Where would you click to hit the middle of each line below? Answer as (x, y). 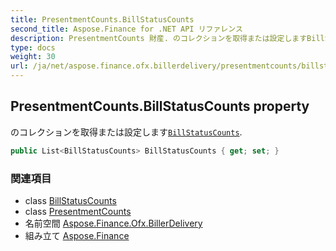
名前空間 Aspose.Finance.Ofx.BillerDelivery (113, 223)
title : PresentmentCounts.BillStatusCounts (102, 19)
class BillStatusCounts (70, 200)
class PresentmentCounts (78, 211)
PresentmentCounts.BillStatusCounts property (160, 106)
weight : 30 (33, 57)
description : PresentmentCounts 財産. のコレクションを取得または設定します (159, 38)
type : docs (33, 47)
